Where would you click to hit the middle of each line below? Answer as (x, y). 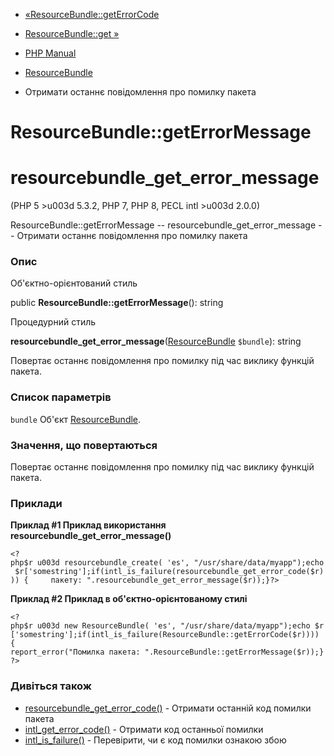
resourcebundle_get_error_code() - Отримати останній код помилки (168, 708)
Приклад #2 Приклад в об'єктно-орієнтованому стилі (129, 599)
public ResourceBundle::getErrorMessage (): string (117, 303)
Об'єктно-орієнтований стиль (74, 283)
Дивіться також (51, 686)
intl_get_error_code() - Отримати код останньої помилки (144, 729)
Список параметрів (61, 397)
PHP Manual (50, 53)
